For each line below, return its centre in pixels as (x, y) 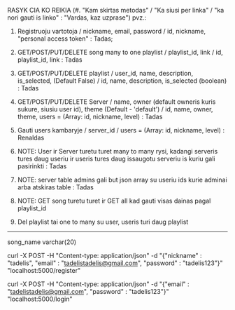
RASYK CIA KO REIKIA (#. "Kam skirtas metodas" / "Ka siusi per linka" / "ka (116, 10)
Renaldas (31, 137)
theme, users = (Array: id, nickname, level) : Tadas (90, 116)
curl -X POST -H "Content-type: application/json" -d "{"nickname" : (105, 256)
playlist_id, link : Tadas (50, 60)
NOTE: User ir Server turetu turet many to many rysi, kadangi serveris (117, 151)
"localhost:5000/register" (44, 270)
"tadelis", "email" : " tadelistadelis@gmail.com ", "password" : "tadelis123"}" (115, 263)
